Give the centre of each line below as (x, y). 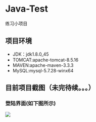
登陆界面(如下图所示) (31, 103)
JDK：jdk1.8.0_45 (31, 54)
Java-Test (27, 9)
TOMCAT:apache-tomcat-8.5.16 (45, 60)
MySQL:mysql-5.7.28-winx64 (43, 70)
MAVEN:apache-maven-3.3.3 (43, 65)
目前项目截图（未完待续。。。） (50, 88)
